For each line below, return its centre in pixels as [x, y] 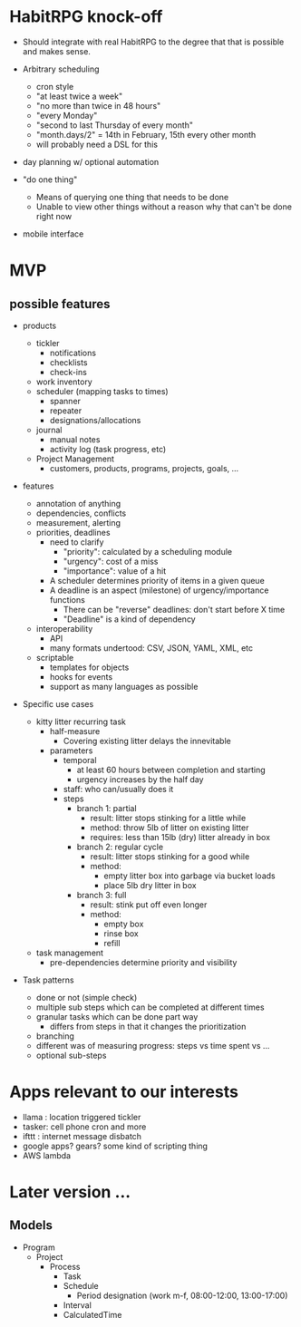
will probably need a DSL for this [97, 144]
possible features [60, 304]
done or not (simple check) [87, 997]
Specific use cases [58, 703]
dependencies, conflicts [81, 513]
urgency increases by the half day [140, 779]
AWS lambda [46, 1155]
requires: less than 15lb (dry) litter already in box [180, 837]
